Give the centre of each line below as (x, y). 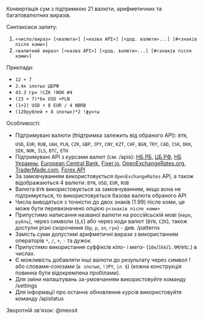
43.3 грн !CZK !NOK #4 (44, 93)
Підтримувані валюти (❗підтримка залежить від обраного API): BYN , (101, 135)
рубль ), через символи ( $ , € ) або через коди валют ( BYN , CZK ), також (101, 221)
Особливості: (24, 123)
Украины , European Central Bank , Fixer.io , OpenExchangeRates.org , (100, 163)
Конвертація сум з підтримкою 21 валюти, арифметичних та (84, 9)
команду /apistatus (39, 298)
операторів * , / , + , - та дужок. (53, 241)
